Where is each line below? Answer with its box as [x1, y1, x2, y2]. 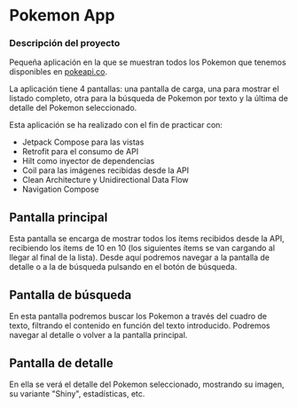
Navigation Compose [21, 184, 99, 195]
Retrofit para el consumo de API [21, 146, 139, 157]
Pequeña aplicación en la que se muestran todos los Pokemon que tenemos [9, 57, 286, 67]
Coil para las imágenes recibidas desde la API [21, 165, 190, 176]
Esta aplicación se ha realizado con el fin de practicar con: [9, 120, 223, 130]
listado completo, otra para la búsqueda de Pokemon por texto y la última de [9, 93, 288, 104]
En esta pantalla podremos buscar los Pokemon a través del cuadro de [9, 311, 268, 322]
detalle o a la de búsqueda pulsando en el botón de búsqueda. [9, 262, 238, 272]
